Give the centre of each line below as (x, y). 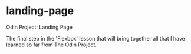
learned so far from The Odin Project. (52, 45)
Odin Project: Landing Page (39, 27)
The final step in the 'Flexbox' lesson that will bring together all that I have (96, 38)
